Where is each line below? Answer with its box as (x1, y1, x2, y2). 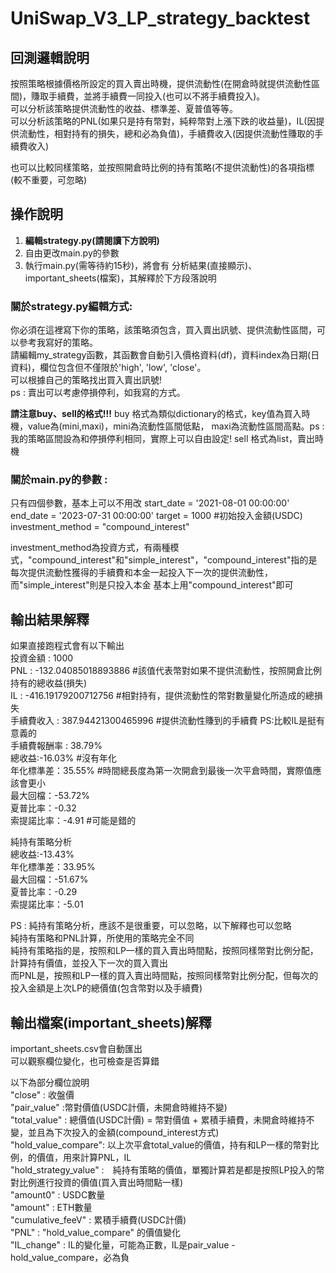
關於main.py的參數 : (10, 473, 108, 487)
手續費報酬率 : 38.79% (10, 740, 103, 752)
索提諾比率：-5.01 (10, 898, 84, 911)
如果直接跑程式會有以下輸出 (10, 640, 125, 652)
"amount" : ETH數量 (10, 1202, 93, 1214)
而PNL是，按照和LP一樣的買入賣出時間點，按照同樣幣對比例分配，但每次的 (10, 970, 319, 982)
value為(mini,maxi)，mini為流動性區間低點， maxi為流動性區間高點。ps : (27, 420, 325, 432)
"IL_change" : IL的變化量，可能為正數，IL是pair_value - (10, 1239, 236, 1251)
